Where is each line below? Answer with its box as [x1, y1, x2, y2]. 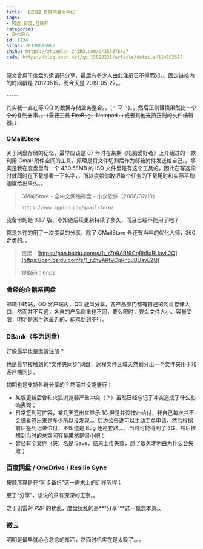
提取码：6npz [21, 269, 56, 276]
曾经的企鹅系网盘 [6, 285, 56, 294]
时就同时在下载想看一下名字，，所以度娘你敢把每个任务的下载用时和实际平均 [6, 171, 195, 179]
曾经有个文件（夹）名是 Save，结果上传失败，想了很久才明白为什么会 [15, 439, 189, 447]
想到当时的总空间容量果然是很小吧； [15, 432, 106, 439]
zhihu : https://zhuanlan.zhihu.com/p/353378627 [6, 49, 129, 55]
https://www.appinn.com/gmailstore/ [21, 204, 114, 210]
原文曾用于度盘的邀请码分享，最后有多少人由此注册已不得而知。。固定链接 [6, 71, 190, 79]
